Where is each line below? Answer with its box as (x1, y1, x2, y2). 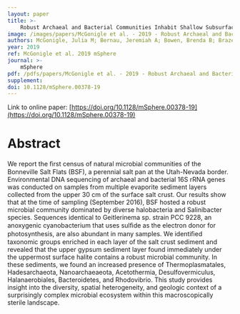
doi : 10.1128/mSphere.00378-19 (7, 83, 101, 91)
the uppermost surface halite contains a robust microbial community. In (7, 253, 218, 261)
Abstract (7, 136, 61, 152)
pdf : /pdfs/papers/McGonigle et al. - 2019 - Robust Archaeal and (7, 70, 209, 77)
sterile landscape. (7, 298, 60, 307)
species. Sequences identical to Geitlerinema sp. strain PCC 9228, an (7, 213, 212, 222)
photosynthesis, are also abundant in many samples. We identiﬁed (7, 230, 203, 238)
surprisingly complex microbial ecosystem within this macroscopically (7, 290, 214, 300)
